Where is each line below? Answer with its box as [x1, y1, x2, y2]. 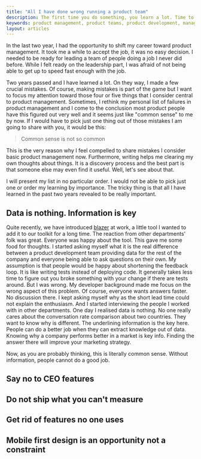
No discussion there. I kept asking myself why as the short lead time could [6, 294, 190, 301]
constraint [6, 445, 46, 455]
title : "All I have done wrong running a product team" [6, 8, 148, 15]
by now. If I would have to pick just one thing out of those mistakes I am [6, 118, 182, 125]
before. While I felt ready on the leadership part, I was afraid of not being [6, 61, 186, 68]
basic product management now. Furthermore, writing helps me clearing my [6, 154, 193, 161]
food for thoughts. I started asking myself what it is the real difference [6, 243, 178, 250]
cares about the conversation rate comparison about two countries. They [6, 313, 187, 320]
